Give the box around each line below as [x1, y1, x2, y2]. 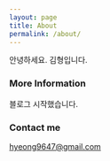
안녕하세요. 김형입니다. [9, 55, 88, 65]
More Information [9, 77, 86, 89]
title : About [9, 21, 58, 30]
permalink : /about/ [9, 29, 82, 38]
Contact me [9, 121, 61, 134]
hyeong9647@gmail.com [9, 141, 102, 151]
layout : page [9, 12, 58, 22]
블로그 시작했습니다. [9, 98, 78, 109]
